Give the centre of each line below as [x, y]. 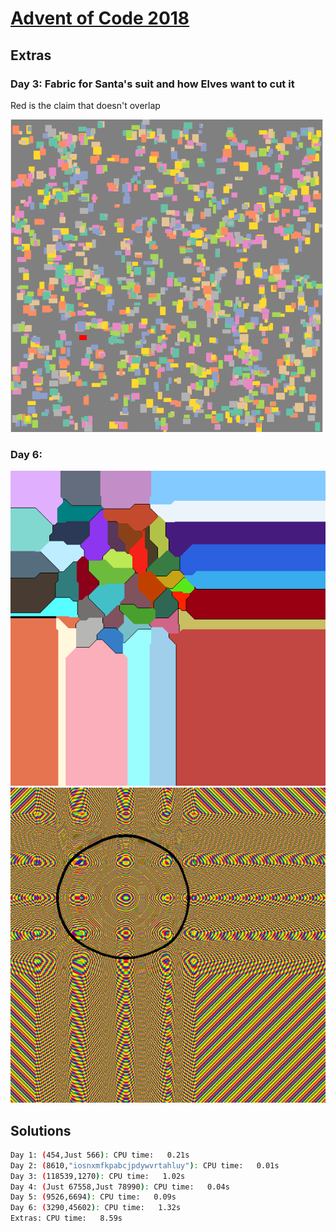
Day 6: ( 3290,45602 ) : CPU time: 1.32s [96, 1208]
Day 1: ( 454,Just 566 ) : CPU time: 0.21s [100, 1155]
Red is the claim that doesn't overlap [85, 105]
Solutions [41, 1130]
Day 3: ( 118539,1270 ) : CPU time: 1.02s [98, 1176]
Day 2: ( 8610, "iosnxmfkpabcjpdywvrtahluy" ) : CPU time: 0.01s [145, 1165]
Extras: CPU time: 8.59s [66, 1218]
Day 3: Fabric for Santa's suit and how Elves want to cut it [152, 84]
